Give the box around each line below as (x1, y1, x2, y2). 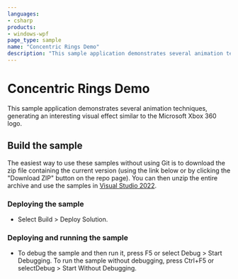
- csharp (7, 17, 33, 24)
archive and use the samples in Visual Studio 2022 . (7, 181, 157, 190)
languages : (7, 10, 40, 18)
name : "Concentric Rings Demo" (7, 43, 100, 50)
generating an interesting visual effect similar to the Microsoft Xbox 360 (7, 111, 217, 120)
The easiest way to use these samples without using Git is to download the (7, 158, 225, 167)
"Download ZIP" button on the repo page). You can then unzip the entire (7, 173, 218, 182)
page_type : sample (7, 37, 62, 44)
